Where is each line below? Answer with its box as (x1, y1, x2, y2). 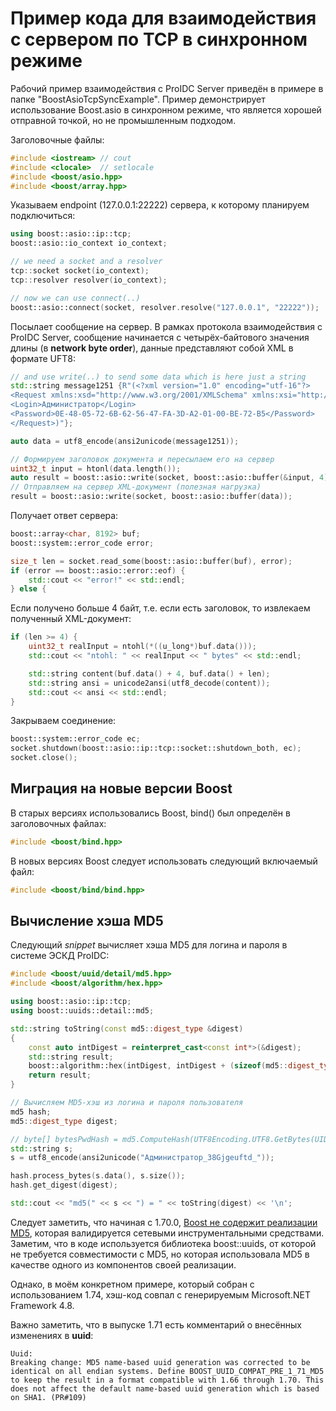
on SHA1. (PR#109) (10, 1392, 87, 1402)
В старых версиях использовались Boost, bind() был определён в (10, 807, 291, 819)
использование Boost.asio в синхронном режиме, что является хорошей (10, 103, 322, 116)
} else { (10, 584, 47, 594)
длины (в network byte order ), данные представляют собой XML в (10, 342, 294, 354)
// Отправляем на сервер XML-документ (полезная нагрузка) (10, 482, 262, 492)
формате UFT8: (10, 352, 77, 364)
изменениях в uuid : (10, 1329, 94, 1341)
